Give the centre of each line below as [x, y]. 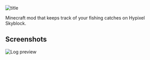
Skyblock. [16, 23]
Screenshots [26, 39]
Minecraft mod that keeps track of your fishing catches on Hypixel [75, 18]
